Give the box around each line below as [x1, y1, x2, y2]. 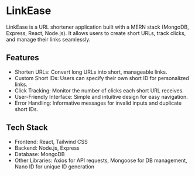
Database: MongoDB [14, 150, 65, 157]
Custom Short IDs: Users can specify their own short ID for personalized [14, 74, 189, 81]
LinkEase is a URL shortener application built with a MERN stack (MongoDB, [6, 23, 189, 30]
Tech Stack [6, 123, 48, 133]
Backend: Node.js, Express [14, 144, 80, 151]
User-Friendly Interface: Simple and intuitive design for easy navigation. [14, 93, 189, 100]
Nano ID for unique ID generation [14, 163, 95, 170]
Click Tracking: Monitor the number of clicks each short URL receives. [14, 87, 184, 94]
